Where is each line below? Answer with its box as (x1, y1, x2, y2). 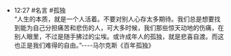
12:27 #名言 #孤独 (13, 6, 66, 14)
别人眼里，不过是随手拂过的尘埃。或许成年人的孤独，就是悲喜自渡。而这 (13, 32, 224, 41)
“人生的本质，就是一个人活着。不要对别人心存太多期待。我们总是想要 (13, 15, 215, 23)
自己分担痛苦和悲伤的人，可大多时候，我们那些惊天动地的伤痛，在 (32, 24, 224, 31)
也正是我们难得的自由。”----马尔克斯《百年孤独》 (13, 41, 155, 49)
